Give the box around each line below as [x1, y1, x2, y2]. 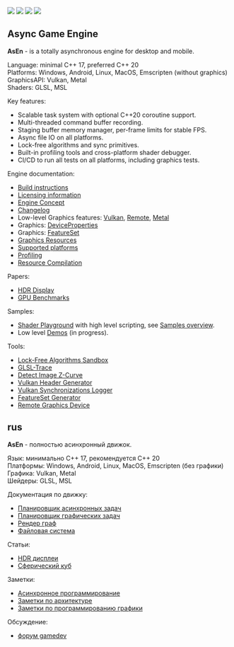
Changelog [17, 205, 50, 214]
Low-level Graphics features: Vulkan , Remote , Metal [17, 213, 170, 222]
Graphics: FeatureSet [17, 228, 80, 236]
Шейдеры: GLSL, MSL [7, 476, 73, 485]
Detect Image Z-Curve [17, 370, 83, 379]
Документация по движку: [7, 490, 88, 498]
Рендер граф [17, 519, 57, 527]
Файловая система [17, 526, 76, 534]
